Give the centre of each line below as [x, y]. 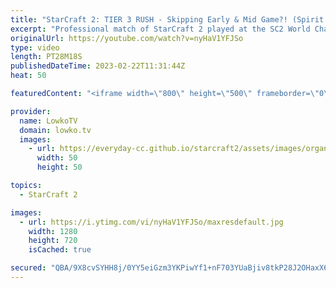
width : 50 [57, 158]
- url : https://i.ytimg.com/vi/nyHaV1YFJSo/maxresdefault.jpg [151, 222]
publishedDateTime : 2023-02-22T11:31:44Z [98, 66]
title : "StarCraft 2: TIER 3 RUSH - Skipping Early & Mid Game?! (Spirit [167, 19]
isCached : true [60, 250]
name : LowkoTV [48, 121]
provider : [31, 111]
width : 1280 [53, 231]
